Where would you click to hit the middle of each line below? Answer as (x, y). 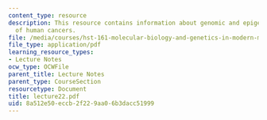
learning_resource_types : (51, 52)
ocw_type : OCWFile (39, 67)
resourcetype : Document (48, 89)
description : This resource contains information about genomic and (124, 23)
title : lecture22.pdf (44, 96)
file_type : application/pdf (55, 45)
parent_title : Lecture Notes (56, 74)
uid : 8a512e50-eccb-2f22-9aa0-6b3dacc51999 (81, 103)
